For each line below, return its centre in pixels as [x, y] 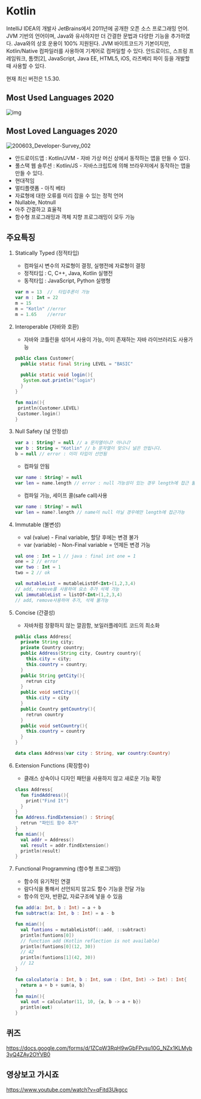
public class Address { [43, 637]
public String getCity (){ [53, 676]
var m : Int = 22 [36, 298]
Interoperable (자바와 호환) [47, 326]
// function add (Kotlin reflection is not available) [90, 941]
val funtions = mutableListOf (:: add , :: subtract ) [83, 930]
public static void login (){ [57, 375]
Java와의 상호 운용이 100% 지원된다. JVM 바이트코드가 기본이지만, [92, 43]
